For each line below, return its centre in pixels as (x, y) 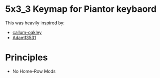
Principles (27, 58)
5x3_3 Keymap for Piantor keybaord (81, 9)
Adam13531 (24, 38)
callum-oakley (27, 32)
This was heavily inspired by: (35, 23)
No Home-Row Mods (34, 71)
